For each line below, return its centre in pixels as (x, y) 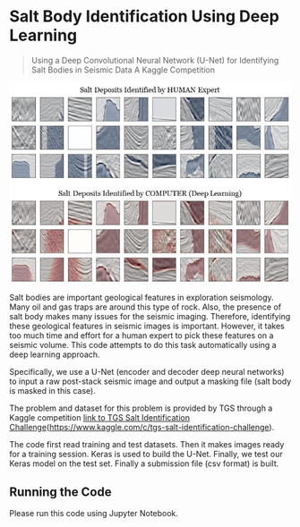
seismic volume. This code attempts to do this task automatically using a (143, 345)
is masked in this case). (52, 391)
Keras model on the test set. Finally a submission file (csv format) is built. (144, 463)
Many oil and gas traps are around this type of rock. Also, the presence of (146, 307)
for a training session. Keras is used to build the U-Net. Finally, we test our (146, 455)
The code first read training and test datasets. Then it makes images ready (147, 445)
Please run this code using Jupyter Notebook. (94, 514)
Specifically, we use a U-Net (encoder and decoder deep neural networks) (147, 372)
